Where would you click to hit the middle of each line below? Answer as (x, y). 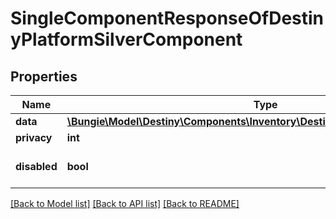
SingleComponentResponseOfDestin (167, 18)
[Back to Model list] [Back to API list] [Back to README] (125, 203)
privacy (34, 137)
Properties (44, 76)
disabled (36, 166)
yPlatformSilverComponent (126, 39)
